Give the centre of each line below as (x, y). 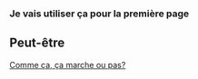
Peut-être (37, 43)
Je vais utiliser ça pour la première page (99, 14)
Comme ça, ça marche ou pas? (68, 64)
